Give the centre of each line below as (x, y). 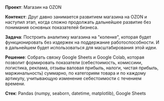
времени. (15, 84)
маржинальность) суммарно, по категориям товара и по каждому (76, 73)
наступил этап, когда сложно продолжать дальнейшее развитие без (78, 22)
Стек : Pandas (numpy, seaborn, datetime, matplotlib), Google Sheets (76, 93)
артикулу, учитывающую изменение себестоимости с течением (73, 78)
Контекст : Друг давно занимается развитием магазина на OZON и (76, 17)
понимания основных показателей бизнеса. (52, 27)
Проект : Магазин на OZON (33, 7)
